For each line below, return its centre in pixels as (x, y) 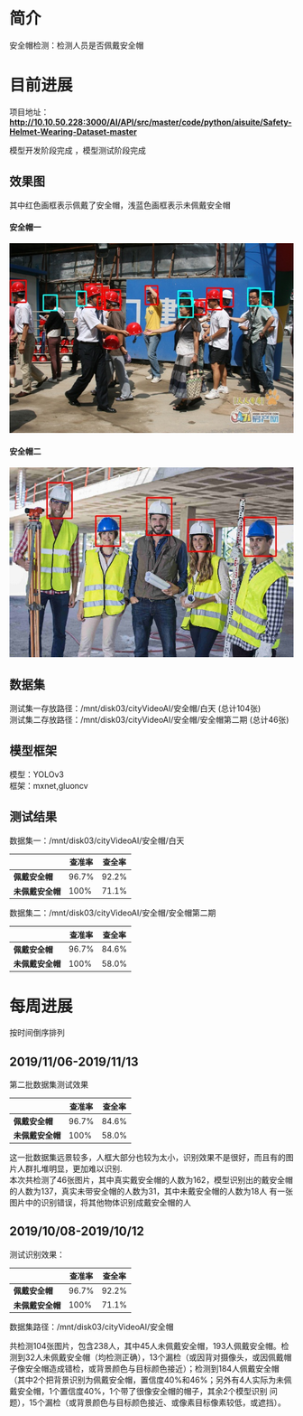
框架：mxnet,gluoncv (49, 785)
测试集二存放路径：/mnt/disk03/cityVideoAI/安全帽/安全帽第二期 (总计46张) (149, 719)
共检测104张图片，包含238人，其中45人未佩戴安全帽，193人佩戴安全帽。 (145, 1346)
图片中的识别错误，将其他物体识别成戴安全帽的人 (100, 1202)
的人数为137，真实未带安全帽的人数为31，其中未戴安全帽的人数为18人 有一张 (151, 1191)
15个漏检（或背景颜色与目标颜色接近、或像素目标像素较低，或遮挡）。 (157, 1402)
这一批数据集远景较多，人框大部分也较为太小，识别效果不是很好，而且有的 (147, 1157)
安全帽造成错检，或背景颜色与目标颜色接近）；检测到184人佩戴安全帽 (152, 1369)
